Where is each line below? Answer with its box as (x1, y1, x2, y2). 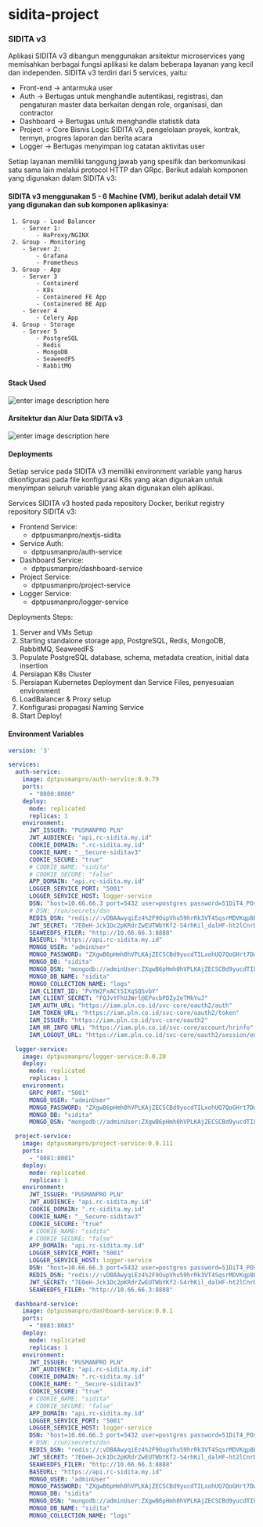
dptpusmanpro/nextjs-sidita (31, 530, 121, 540)
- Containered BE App (36, 300, 107, 308)
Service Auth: (19, 539, 64, 548)
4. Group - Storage (11, 320, 76, 328)
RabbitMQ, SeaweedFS (19, 644, 94, 654)
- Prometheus (36, 258, 79, 266)
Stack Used (8, 379, 47, 388)
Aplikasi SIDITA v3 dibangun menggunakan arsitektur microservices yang (8, 51, 245, 60)
